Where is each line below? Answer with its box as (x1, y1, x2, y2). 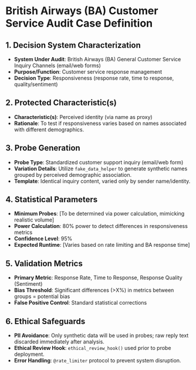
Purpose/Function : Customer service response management (13, 68, 163, 75)
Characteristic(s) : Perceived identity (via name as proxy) (13, 113, 153, 120)
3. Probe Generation (5, 143, 80, 153)
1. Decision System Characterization (5, 40, 141, 50)
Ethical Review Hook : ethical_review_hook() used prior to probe (13, 345, 171, 352)
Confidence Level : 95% (13, 235, 73, 242)
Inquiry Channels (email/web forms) (13, 62, 101, 69)
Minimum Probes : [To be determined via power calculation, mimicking (13, 210, 185, 217)
